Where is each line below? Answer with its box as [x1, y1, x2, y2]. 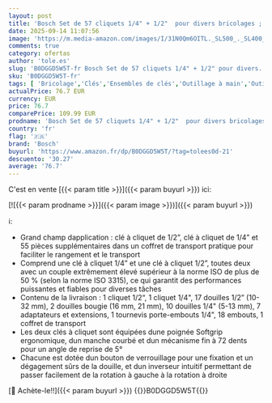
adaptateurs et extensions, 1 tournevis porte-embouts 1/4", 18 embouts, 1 [19, 310, 264, 320]
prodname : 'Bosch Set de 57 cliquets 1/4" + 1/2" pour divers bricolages [8, 117, 266, 125]
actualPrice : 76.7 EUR [8, 87, 85, 95]
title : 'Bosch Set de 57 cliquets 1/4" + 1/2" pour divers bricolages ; [8, 19, 263, 28]
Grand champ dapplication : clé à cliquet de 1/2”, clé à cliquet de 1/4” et [19, 232, 259, 243]
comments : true [8, 42, 60, 50]
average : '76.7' [8, 163, 63, 171]
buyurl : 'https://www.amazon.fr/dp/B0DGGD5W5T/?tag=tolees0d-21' [8, 147, 233, 155]
